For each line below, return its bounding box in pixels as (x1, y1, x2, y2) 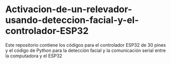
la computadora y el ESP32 (5, 52, 63, 59)
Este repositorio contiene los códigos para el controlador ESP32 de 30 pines (5, 42, 166, 48)
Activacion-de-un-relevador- (5, 4, 132, 15)
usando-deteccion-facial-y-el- (5, 14, 139, 26)
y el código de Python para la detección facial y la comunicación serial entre (5, 47, 166, 53)
